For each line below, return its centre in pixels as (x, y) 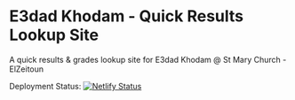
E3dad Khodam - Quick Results (127, 16)
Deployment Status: (45, 86)
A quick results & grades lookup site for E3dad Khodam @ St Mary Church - (148, 59)
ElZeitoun (27, 69)
